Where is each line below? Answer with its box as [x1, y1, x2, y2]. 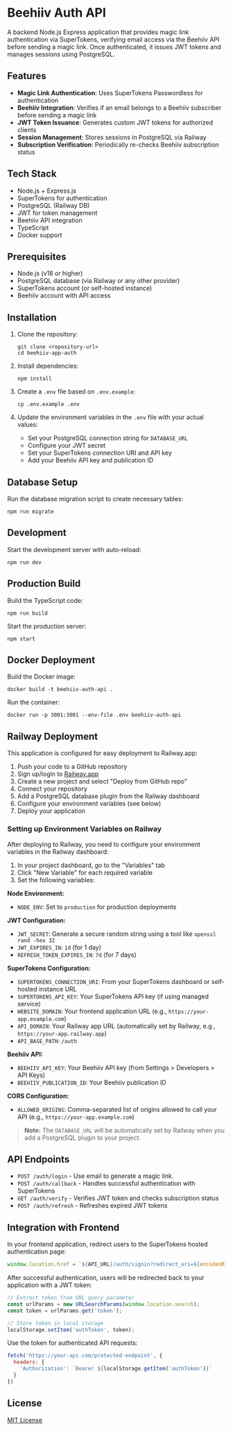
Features [7, 70, 46, 82]
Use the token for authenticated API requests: [7, 1339, 138, 1347]
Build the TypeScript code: [7, 596, 83, 604]
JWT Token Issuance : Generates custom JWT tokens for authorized [17, 118, 214, 127]
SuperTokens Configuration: [7, 964, 92, 972]
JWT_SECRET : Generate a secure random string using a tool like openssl [17, 930, 216, 938]
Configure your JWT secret [27, 442, 106, 450]
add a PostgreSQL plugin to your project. [24, 1133, 141, 1142]
